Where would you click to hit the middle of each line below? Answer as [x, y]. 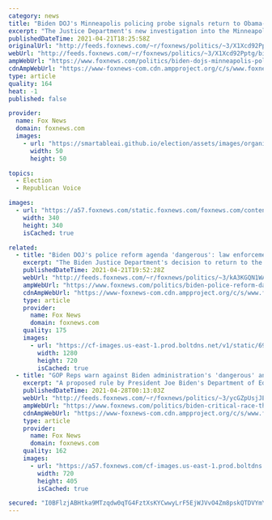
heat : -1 [23, 91]
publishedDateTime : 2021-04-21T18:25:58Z [79, 38]
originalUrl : [30, 46]
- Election [34, 181]
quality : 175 [45, 330]
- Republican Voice [49, 188]
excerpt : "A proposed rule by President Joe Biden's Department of [139, 383]
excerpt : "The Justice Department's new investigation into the [119, 31]
